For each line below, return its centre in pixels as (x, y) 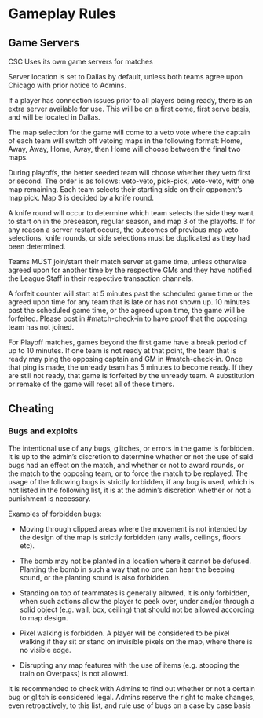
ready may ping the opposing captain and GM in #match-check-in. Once (126, 359)
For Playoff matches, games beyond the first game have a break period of (128, 342)
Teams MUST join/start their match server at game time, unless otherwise (128, 261)
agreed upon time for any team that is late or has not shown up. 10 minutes (129, 302)
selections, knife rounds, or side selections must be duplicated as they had (129, 238)
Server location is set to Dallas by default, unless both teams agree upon (126, 77)
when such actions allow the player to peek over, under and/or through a (137, 601)
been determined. (37, 246)
